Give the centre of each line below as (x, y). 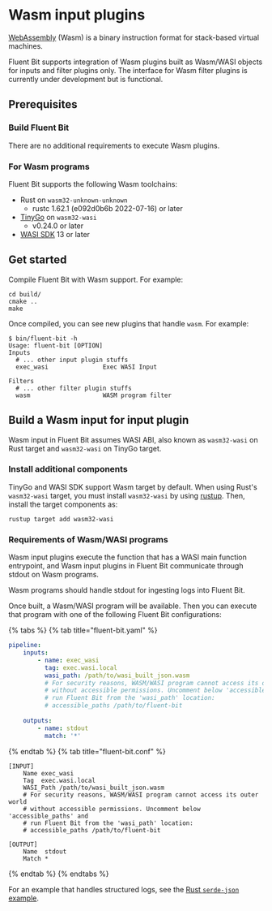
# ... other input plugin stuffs (72, 360)
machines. (25, 45)
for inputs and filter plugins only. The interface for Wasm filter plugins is (128, 70)
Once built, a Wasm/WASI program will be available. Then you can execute (133, 606)
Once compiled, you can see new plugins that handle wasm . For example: (129, 323)
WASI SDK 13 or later (55, 234)
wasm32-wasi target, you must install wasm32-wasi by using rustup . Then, (127, 495)
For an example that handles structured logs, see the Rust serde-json (124, 889)
